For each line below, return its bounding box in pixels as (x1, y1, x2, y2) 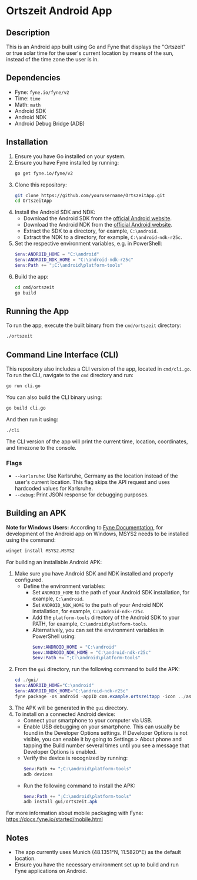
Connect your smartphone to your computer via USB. (23, 717, 153, 724)
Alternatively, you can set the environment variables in (32, 626, 164, 633)
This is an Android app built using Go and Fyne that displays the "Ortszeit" (6, 43, 186, 50)
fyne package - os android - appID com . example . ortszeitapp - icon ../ (14, 693, 186, 699)
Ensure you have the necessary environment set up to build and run (14, 861, 179, 868)
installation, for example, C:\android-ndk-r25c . (32, 607, 145, 614)
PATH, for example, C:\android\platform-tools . (32, 620, 148, 627)
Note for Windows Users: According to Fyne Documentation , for (6, 524, 163, 531)
